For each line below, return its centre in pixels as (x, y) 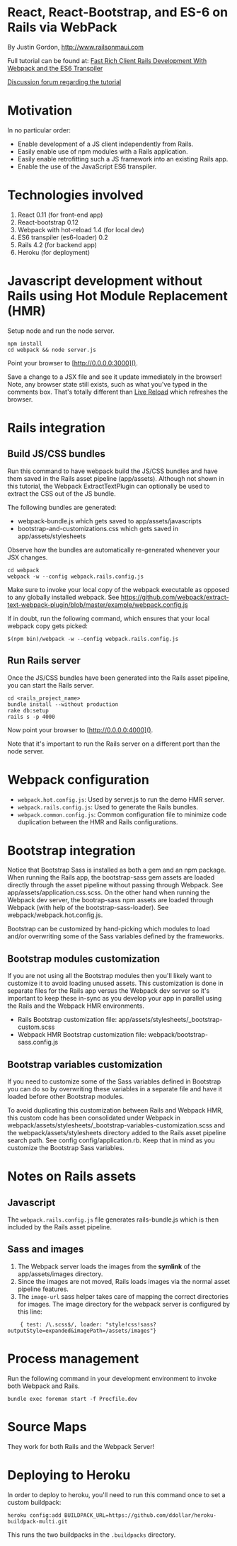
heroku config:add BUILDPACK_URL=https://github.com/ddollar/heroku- (112, 1515)
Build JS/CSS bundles (57, 454)
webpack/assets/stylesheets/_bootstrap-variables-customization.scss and (116, 1125)
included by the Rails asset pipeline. (59, 1227)
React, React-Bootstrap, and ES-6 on (118, 12)
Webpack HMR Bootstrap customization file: (82, 1035)
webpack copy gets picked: (48, 626)
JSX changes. (28, 557)
